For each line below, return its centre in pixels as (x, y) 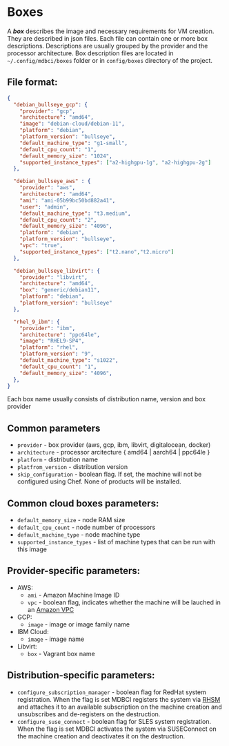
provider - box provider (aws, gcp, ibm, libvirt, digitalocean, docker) (114, 445)
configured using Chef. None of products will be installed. (99, 481)
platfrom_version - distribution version (72, 467)
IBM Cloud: (33, 631)
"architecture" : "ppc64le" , (60, 335)
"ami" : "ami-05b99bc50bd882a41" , (68, 200)
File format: (32, 83)
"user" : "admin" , (44, 207)
